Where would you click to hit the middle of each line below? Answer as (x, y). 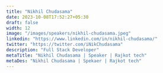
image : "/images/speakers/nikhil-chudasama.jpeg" (69, 34)
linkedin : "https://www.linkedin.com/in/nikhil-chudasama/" (82, 39)
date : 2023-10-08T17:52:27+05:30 (47, 17)
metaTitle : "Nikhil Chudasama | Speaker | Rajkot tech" (76, 55)
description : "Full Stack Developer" (53, 50)
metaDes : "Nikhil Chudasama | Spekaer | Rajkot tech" (74, 61)
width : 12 (18, 28)
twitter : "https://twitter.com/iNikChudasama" (65, 45)
